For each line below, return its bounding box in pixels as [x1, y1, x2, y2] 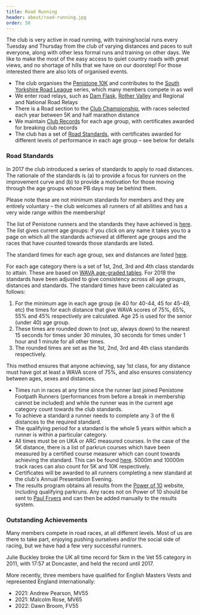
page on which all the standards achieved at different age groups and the [6, 233, 187, 240]
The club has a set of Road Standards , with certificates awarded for [14, 130, 181, 138]
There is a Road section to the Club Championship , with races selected [14, 105, 190, 112]
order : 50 [6, 20, 31, 26]
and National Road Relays [14, 99, 78, 106]
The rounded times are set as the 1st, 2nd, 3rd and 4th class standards [14, 344, 189, 351]
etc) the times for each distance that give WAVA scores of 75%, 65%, [14, 306, 186, 313]
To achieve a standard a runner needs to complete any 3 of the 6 [14, 412, 175, 419]
